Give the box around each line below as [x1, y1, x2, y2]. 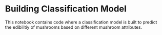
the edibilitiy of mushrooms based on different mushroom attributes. [5, 24, 142, 30]
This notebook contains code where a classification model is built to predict [5, 19, 157, 25]
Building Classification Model [5, 3, 127, 14]
